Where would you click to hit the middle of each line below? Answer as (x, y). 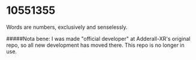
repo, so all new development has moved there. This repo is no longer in (95, 45)
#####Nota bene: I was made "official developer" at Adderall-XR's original (98, 38)
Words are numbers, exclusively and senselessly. (67, 27)
